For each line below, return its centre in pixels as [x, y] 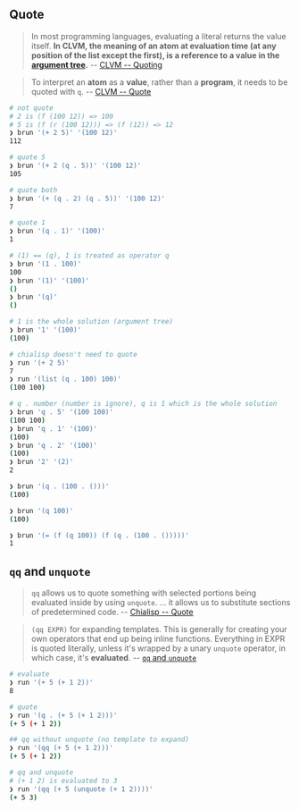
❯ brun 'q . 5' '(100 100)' [62, 412]
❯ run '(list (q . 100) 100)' [66, 379]
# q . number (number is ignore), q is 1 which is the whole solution [143, 404]
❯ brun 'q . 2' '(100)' [54, 445]
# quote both [33, 190]
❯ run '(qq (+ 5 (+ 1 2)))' [62, 748]
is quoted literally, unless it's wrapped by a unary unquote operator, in [158, 648]
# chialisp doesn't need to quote [74, 354]
